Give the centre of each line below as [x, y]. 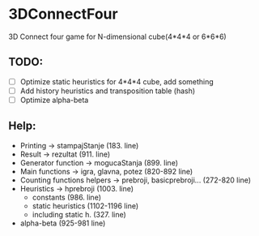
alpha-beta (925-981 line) [63, 223]
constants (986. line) [66, 197]
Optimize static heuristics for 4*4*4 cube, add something [117, 81]
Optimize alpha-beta [54, 100]
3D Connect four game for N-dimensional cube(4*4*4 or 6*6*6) [117, 36]
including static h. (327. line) [79, 214]
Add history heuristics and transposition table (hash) [108, 91]
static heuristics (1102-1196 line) [85, 206]
